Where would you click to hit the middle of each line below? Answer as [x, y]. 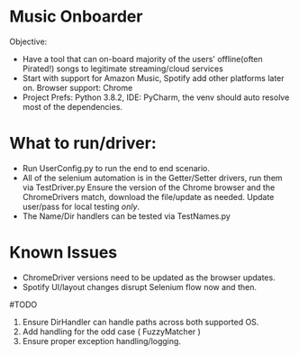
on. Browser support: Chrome [77, 87]
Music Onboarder [76, 17]
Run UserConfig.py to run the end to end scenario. [116, 168]
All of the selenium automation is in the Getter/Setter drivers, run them [152, 177]
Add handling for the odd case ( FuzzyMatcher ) [111, 332]
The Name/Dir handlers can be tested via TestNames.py [127, 216]
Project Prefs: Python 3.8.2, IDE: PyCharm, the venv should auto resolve [156, 97]
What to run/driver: [83, 144]
